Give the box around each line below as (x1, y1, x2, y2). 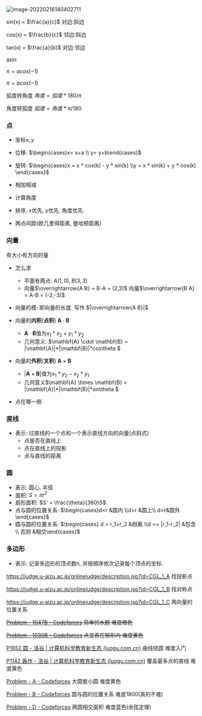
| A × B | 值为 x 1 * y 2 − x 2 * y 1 (24, 370, 89, 379)
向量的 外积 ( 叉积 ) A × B (14, 357, 71, 365)
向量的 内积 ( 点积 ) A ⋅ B (14, 316, 70, 324)
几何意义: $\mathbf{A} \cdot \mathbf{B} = (24, 338, 128, 345)
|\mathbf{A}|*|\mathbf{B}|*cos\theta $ (24, 345, 121, 352)
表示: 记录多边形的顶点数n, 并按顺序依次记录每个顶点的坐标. (14, 559, 164, 567)
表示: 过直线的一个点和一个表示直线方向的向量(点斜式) (14, 429, 149, 437)
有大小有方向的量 (6, 251, 49, 258)
